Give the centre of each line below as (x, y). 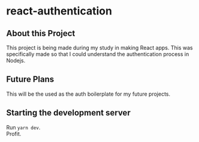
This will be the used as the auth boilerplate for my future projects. (88, 94)
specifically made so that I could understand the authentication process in (98, 54)
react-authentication (59, 11)
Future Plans (30, 79)
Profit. (14, 134)
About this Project (41, 33)
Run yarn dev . (23, 127)
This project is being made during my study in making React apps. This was (99, 48)
